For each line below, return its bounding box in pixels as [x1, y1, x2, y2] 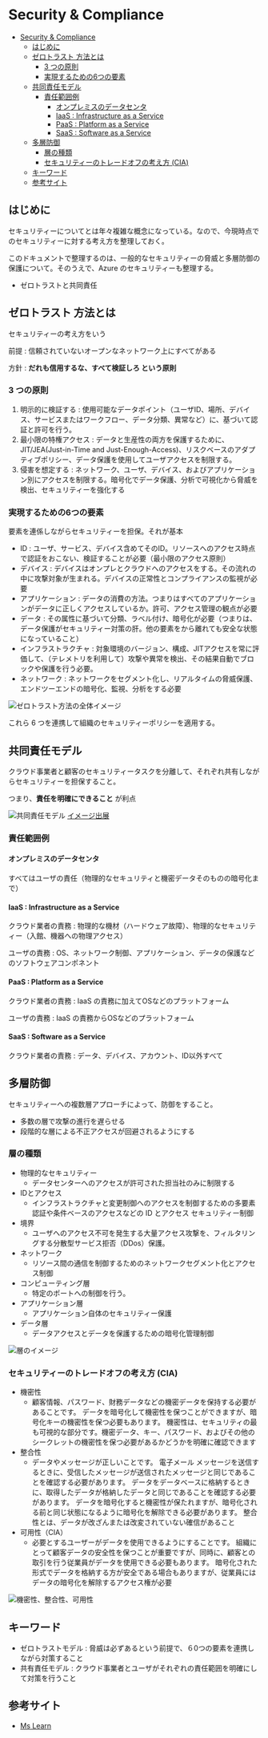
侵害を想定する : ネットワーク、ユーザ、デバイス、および [19, 464, 207, 474]
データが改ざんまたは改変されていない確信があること [59, 1517, 236, 1527]
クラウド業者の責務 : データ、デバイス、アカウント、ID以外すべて [8, 1051, 224, 1060]
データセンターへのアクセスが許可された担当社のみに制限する [31, 1177, 235, 1188]
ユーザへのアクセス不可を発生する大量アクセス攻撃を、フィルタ [31, 1228, 242, 1238]
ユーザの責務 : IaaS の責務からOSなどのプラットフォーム [8, 1013, 194, 1023]
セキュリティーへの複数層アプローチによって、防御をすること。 [8, 1099, 218, 1108]
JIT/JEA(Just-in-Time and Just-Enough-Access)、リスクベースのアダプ [19, 444, 256, 454]
